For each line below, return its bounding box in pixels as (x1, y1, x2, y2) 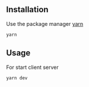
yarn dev (6, 75, 28, 81)
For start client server (6, 63, 59, 71)
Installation (6, 5, 49, 15)
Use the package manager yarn (6, 20, 84, 27)
